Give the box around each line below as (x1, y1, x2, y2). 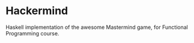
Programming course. (5, 29, 59, 37)
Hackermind (5, 4, 68, 18)
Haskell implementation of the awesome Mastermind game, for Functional (5, 24, 189, 31)
